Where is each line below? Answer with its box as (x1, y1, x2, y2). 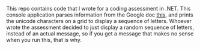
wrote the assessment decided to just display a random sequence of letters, (6, 24, 194, 31)
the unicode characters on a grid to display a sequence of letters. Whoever (6, 18, 192, 24)
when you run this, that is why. (6, 37, 82, 43)
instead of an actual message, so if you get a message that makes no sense (6, 30, 194, 37)
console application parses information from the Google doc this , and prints (6, 11, 193, 18)
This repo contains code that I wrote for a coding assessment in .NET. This (6, 5, 191, 12)
